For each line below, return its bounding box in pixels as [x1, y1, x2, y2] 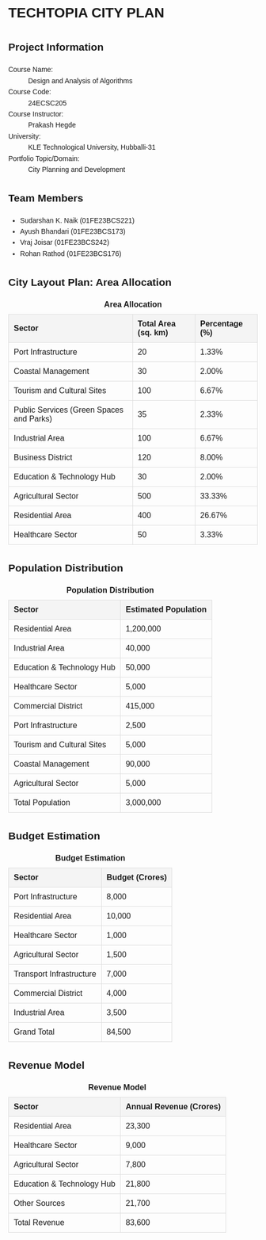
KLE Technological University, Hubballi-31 [28, 143, 156, 152]
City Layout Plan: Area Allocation [8, 276, 172, 288]
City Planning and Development [28, 165, 126, 174]
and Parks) [13, 414, 53, 424]
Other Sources [13, 1199, 66, 1208]
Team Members [8, 192, 84, 204]
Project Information [8, 41, 104, 53]
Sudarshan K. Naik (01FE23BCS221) [19, 216, 135, 225]
